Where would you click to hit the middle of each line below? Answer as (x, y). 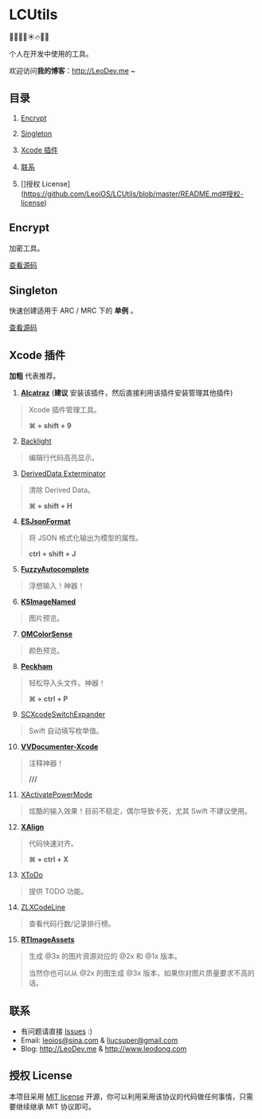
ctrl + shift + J (52, 554)
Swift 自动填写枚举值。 (66, 731)
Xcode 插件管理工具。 (65, 410)
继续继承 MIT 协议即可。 (56, 1106)
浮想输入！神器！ (57, 586)
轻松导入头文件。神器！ (67, 683)
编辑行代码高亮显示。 (63, 458)
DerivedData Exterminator (63, 474)
